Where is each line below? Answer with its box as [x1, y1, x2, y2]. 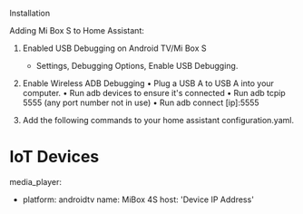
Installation [9, 8, 51, 18]
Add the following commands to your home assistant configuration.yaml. [22, 115, 295, 125]
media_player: [9, 176, 62, 187]
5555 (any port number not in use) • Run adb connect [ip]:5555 [22, 97, 260, 108]
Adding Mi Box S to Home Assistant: [9, 25, 145, 35]
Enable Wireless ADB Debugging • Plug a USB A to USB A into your [22, 78, 275, 89]
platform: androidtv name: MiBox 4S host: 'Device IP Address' [22, 194, 254, 205]
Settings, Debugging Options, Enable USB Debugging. [35, 61, 239, 71]
